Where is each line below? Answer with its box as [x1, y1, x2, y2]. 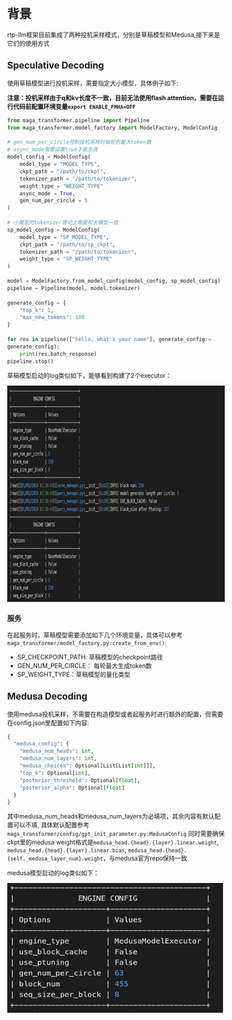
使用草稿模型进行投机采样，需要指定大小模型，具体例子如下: [7, 79, 179, 87]
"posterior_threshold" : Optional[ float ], [19, 776, 140, 784]
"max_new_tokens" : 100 [19, 314, 85, 321]
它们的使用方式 [7, 39, 50, 47]
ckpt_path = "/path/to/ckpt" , [19, 167, 107, 175]
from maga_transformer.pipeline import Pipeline [7, 117, 150, 124]
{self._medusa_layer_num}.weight [7, 855, 104, 862]
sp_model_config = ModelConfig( [7, 226, 100, 233]
